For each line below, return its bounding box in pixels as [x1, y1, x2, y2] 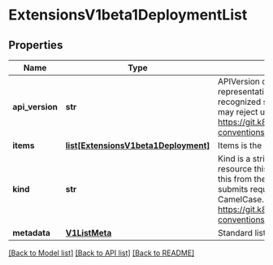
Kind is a [218, 153, 251, 164]
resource [218, 163, 253, 174]
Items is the [218, 140, 262, 151]
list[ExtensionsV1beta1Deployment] [65, 140, 210, 151]
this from [218, 173, 252, 185]
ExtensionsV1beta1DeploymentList [8, 6, 248, 24]
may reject [218, 106, 258, 117]
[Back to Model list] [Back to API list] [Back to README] [8, 248, 195, 258]
